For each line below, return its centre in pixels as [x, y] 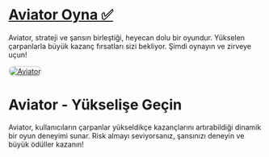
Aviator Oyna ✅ [61, 15]
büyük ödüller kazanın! [46, 144]
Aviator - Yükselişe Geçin [95, 105]
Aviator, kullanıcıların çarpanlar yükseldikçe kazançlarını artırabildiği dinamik [135, 127]
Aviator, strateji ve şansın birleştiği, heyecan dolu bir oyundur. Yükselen [126, 37]
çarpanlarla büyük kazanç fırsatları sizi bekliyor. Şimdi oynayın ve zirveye [130, 46]
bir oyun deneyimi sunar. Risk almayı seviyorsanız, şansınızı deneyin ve [126, 135]
